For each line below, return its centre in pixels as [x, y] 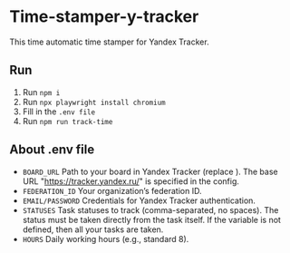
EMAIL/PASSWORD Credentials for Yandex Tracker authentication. [139, 200]
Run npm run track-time [68, 121]
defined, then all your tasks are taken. [93, 229]
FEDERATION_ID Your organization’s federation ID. [112, 190]
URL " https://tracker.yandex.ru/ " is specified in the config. [131, 181]
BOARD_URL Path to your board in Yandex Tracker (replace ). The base [150, 171]
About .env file [52, 150]
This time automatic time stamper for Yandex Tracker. [110, 42]
